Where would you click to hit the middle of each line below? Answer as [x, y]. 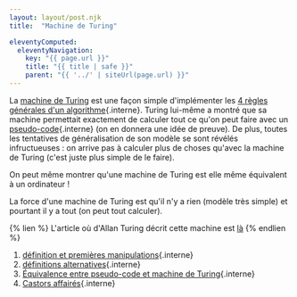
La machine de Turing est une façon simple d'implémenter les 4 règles [139, 100]
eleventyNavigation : [55, 50]
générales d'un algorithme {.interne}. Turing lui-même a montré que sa [138, 110]
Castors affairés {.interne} [69, 283]
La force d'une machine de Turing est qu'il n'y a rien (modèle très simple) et [148, 201]
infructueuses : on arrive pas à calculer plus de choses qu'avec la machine [147, 147]
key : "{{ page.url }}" [67, 59]
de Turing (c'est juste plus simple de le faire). [92, 157]
